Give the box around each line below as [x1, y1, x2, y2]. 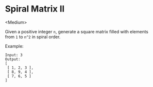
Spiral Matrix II [5, 3, 65, 14]
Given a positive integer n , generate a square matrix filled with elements [5, 29, 149, 34]
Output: [5, 57, 21, 61]
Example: [5, 43, 24, 49]
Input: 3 [5, 52, 23, 58]
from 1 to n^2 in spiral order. [5, 34, 61, 40]
